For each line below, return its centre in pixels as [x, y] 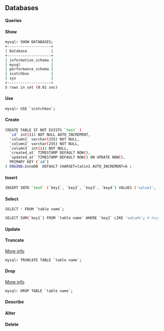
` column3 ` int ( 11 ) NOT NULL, [39, 148]
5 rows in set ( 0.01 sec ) [31, 87]
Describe [15, 302]
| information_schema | [29, 60]
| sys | [29, 78]
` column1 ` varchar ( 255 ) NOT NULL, [44, 139]
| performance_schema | [29, 69]
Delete [12, 324]
